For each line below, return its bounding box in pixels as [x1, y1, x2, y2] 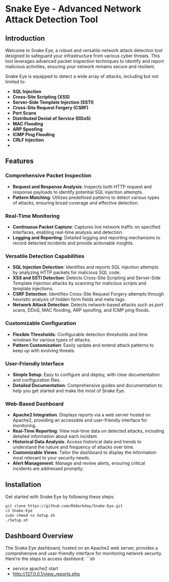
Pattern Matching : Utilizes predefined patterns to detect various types [12, 194, 160, 200]
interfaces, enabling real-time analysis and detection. [12, 229, 124, 235]
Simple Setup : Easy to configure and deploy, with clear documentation [12, 371, 160, 378]
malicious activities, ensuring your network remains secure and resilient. [5, 64, 155, 69]
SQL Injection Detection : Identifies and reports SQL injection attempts [12, 264, 159, 270]
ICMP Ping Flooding [12, 132, 55, 137]
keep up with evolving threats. [12, 347, 76, 353]
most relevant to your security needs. [12, 455, 91, 461]
